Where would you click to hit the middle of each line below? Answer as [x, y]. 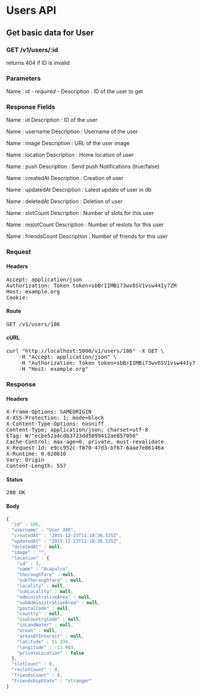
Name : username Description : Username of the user [72, 132]
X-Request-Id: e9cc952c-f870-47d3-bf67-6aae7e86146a [85, 448]
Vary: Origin [25, 460]
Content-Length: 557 [36, 466]
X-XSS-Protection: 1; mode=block [55, 418]
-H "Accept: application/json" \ [68, 357]
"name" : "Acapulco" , [44, 569]
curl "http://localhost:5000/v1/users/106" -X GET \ [85, 351]
